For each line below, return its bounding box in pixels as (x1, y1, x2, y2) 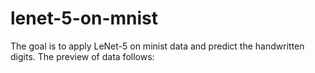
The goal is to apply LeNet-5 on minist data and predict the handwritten (10, 40, 305, 52)
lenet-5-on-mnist (10, 7, 158, 30)
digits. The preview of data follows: (10, 50, 155, 62)
